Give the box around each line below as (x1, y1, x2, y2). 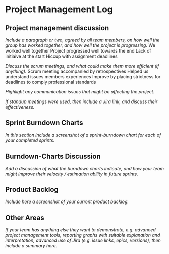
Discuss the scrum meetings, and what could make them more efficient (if (5, 63, 159, 69)
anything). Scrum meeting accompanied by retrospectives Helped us (5, 68, 149, 74)
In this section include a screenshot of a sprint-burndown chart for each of (5, 132, 161, 138)
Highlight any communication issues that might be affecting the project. (5, 89, 155, 94)
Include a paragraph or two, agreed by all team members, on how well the (5, 37, 160, 43)
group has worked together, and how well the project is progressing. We (5, 42, 155, 48)
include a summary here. (5, 243, 58, 249)
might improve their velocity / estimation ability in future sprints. (5, 171, 138, 177)
